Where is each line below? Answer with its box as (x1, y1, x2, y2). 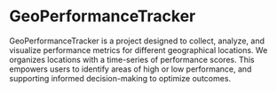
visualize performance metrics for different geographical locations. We (9, 44, 268, 55)
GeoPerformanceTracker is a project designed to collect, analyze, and (9, 35, 265, 46)
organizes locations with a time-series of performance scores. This (9, 54, 255, 65)
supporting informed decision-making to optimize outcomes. (9, 73, 232, 83)
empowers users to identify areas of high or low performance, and (9, 64, 252, 74)
